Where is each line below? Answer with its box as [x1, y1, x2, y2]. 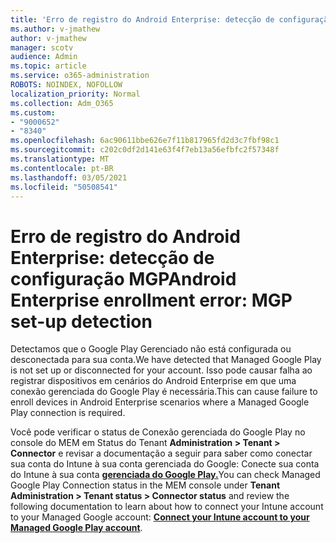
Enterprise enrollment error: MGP [10, 289, 293, 311]
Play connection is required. [10, 407, 126, 419]
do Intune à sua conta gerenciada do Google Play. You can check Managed [10, 469, 321, 481]
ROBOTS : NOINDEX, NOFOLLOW [10, 80, 123, 90]
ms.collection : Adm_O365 [10, 98, 114, 108]
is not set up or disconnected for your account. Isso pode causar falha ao [10, 364, 313, 376]
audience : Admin [10, 52, 78, 62]
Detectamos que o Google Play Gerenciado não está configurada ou [10, 343, 292, 355]
